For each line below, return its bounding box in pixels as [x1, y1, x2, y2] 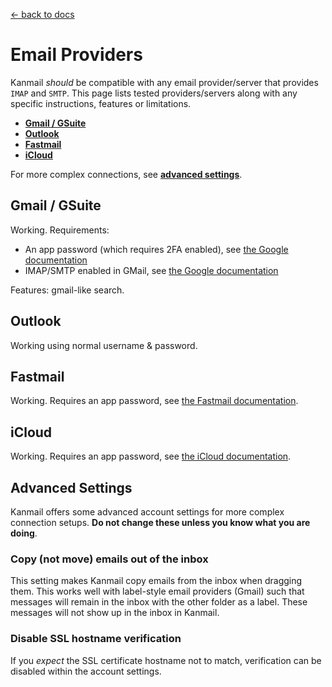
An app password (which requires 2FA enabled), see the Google [24, 243, 289, 255]
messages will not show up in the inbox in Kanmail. [10, 607, 220, 619]
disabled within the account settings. [10, 665, 162, 677]
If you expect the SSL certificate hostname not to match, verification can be [10, 654, 322, 666]
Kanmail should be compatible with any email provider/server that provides [10, 76, 319, 88]
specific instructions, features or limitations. [10, 97, 192, 109]
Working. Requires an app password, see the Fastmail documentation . [10, 395, 299, 407]
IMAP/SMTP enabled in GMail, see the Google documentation [24, 264, 279, 276]
